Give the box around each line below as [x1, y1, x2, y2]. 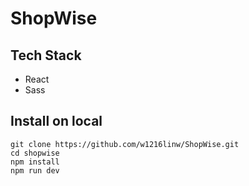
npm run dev [10, 165, 60, 176]
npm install [10, 157, 60, 167]
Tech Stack [10, 47, 82, 64]
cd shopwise [10, 148, 60, 158]
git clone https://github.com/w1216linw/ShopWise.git [10, 139, 240, 149]
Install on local [10, 113, 103, 130]
